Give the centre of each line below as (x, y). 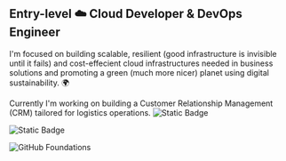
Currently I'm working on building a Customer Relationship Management (141, 103)
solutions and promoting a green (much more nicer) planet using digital (139, 72)
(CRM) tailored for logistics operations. (80, 112)
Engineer (35, 32)
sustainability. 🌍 (40, 83)
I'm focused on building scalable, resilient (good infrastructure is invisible (143, 53)
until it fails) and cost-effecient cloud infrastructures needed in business (141, 63)
